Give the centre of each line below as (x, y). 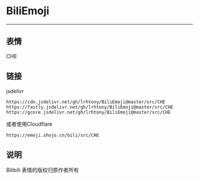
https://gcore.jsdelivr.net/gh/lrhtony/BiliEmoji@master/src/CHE (88, 112)
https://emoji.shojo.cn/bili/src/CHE (53, 135)
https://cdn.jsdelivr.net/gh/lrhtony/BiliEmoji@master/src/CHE (86, 102)
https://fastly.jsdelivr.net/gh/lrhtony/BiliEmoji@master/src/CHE (90, 107)
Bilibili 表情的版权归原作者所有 (43, 170)
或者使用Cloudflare (29, 124)
